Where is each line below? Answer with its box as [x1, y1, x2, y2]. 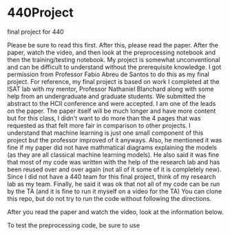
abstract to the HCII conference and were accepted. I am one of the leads [7, 99, 216, 107]
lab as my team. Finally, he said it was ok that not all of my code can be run [7, 180, 220, 188]
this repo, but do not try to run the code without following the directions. [7, 194, 212, 202]
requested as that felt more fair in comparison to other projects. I [7, 121, 191, 129]
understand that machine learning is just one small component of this [7, 129, 204, 137]
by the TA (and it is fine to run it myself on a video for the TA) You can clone [7, 187, 222, 195]
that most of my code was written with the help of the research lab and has [7, 158, 220, 166]
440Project [7, 5, 74, 21]
